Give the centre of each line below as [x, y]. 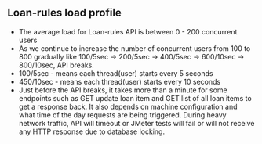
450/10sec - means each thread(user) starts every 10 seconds [120, 81]
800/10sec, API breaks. [56, 65]
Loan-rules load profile [65, 13]
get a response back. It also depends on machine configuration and [128, 106]
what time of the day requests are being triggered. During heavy [122, 115]
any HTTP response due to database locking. [92, 131]
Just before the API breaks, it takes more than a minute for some [123, 90]
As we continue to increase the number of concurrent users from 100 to [135, 48]
